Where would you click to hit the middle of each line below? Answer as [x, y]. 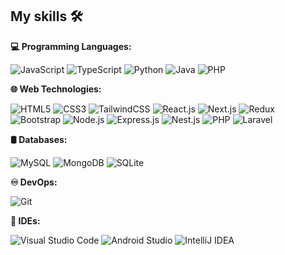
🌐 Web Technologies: [56, 89]
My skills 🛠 [46, 16]
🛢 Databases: [39, 139]
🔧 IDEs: [25, 220]
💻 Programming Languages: [71, 46]
